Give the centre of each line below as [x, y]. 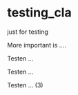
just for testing [28, 32]
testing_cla [39, 13]
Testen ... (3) [25, 85]
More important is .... [37, 45]
